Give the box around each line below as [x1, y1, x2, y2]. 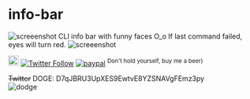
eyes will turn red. [8, 39, 66, 49]
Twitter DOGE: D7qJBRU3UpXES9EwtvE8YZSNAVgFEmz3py [8, 73, 205, 83]
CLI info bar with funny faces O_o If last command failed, [58, 31, 243, 41]
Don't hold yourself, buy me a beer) [106, 57, 203, 65]
